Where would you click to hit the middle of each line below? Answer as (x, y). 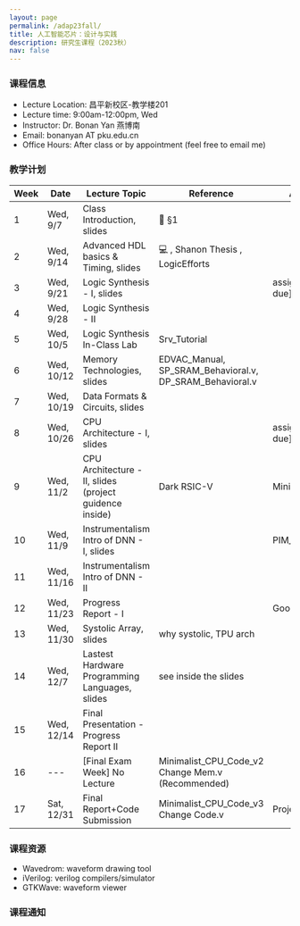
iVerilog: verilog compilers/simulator (88, 878)
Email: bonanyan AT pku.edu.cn (80, 136)
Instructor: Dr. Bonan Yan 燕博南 (81, 125)
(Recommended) (194, 783)
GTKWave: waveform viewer (75, 888)
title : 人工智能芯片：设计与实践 (63, 34)
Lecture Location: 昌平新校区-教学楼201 (95, 104)
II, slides (100, 480)
